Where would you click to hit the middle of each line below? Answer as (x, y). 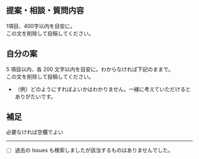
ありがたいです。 (35, 96)
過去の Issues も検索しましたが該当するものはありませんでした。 (94, 150)
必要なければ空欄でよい (35, 132)
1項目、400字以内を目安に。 (41, 26)
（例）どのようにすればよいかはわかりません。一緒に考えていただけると (103, 89)
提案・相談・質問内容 (45, 11)
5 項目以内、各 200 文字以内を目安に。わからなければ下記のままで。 (90, 69)
